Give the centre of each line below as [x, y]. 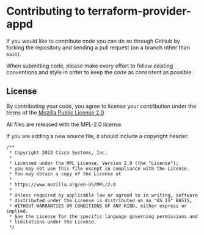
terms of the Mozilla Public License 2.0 [55, 112]
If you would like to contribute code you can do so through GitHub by [93, 41]
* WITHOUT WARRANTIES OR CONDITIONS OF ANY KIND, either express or [98, 206]
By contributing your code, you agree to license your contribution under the [101, 106]
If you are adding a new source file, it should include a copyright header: [98, 136]
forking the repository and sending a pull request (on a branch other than [98, 47]
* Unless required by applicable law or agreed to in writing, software [104, 195]
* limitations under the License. [53, 222]
